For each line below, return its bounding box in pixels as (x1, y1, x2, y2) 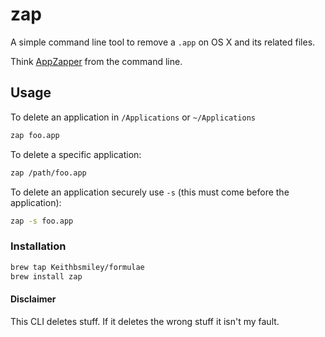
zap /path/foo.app (10, 168, 87, 178)
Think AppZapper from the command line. (10, 55, 183, 67)
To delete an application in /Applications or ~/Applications (10, 111, 256, 123)
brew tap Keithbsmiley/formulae (10, 262, 145, 272)
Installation (10, 239, 67, 253)
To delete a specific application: (10, 148, 142, 160)
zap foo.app (10, 130, 60, 140)
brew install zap (10, 271, 83, 282)
